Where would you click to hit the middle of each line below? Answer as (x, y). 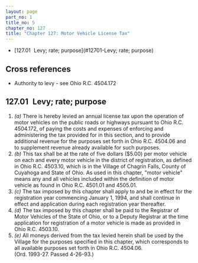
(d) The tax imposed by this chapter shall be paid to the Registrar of (96, 210)
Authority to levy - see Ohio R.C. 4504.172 (65, 83)
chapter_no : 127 (25, 28)
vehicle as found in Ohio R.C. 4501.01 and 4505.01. (76, 185)
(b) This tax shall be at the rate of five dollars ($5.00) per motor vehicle (100, 154)
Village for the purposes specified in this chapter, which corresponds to (101, 241)
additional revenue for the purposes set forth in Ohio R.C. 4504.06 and (100, 141)
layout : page (22, 12)
